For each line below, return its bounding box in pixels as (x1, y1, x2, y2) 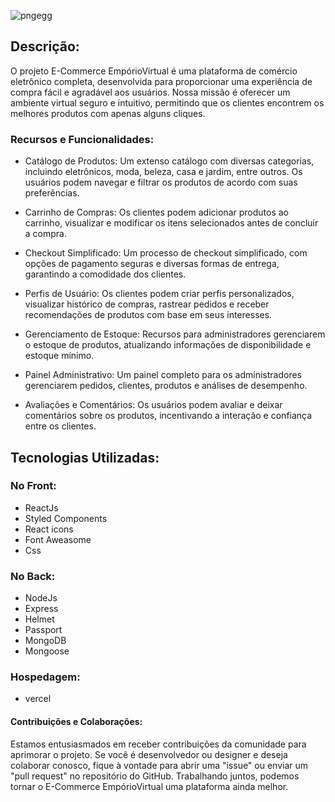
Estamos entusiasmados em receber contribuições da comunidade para (10, 738, 307, 750)
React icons (24, 523, 74, 535)
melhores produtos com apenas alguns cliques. (10, 107, 206, 119)
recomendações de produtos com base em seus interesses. (24, 309, 273, 321)
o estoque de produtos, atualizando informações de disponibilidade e (24, 339, 312, 351)
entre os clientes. (24, 420, 97, 432)
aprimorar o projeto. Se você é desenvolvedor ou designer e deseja (10, 748, 288, 760)
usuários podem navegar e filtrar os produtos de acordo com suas (24, 176, 298, 189)
